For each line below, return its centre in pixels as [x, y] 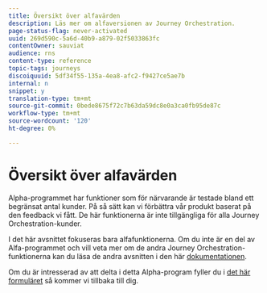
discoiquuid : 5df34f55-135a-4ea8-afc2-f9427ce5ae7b [97, 76]
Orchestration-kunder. [45, 224]
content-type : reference [50, 61]
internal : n [28, 83]
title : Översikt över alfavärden [64, 16]
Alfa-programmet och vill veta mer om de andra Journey [102, 248]
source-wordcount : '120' [50, 121]
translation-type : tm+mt [50, 98]
